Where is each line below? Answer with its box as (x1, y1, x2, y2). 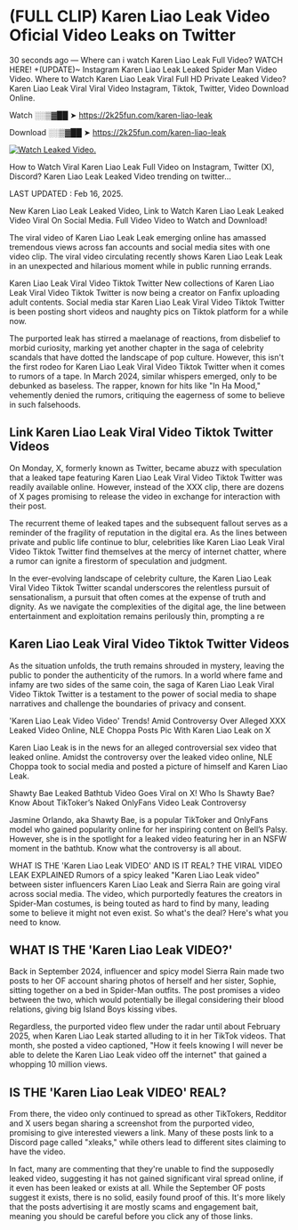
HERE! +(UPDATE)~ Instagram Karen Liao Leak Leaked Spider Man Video (9, 64, 278, 75)
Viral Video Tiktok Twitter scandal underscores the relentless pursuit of (9, 582, 270, 593)
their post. (9, 501, 47, 511)
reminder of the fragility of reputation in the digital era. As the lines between (9, 527, 287, 538)
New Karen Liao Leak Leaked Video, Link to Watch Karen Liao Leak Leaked (9, 205, 285, 216)
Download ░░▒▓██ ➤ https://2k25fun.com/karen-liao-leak (9, 126, 227, 137)
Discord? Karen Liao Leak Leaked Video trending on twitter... (9, 171, 231, 182)
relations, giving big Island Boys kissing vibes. (9, 1004, 178, 1014)
